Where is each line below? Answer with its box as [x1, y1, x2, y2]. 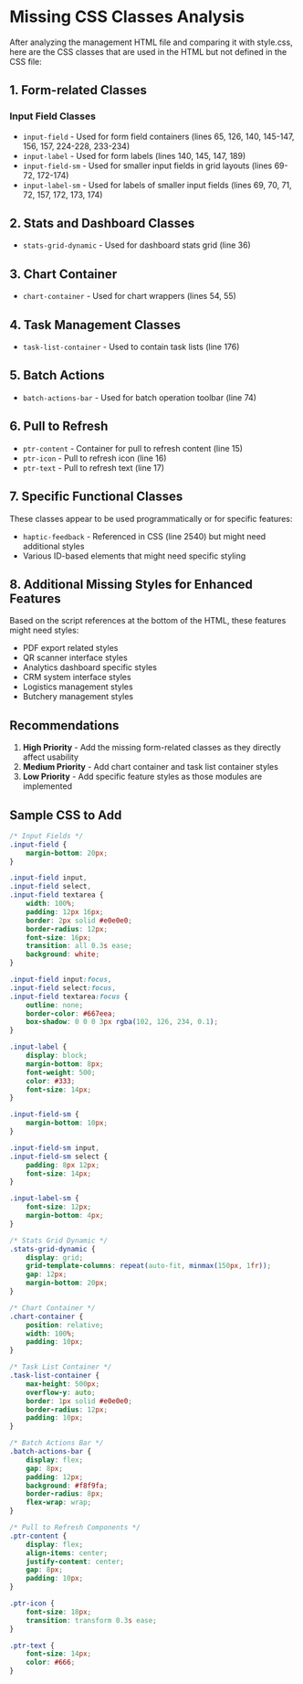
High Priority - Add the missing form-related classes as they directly [22, 742, 281, 753]
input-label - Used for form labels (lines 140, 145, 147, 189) [22, 150, 246, 161]
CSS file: [9, 56, 43, 67]
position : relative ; [26, 1320, 104, 1329]
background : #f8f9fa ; [26, 1481, 108, 1490]
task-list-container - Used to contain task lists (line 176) [22, 341, 240, 353]
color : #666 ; [26, 1657, 76, 1668]
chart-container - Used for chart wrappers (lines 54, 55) [22, 291, 237, 302]
